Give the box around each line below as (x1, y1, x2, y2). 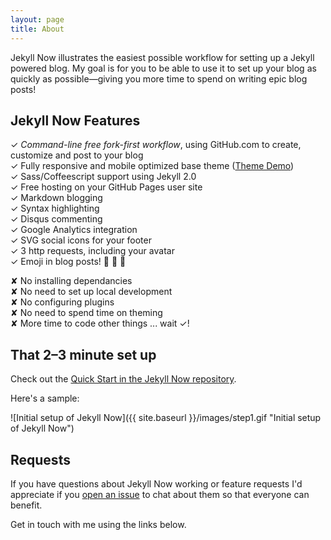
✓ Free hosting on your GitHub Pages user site (10, 181, 203, 193)
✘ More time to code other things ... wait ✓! (10, 317, 190, 330)
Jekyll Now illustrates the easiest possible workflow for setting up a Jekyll (10, 51, 315, 63)
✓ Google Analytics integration (10, 224, 138, 236)
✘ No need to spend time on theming (10, 307, 163, 319)
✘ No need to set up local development (10, 286, 173, 298)
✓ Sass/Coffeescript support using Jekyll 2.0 (10, 171, 197, 183)
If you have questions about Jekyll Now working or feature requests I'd (10, 477, 303, 490)
